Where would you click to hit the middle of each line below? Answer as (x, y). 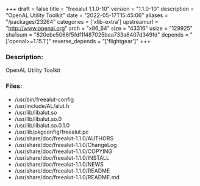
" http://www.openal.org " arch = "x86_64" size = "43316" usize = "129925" (99, 28)
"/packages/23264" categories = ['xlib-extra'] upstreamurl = (82, 22)
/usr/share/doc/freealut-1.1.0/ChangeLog (66, 145)
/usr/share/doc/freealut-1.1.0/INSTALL (62, 157)
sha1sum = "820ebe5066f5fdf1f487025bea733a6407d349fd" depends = (97, 35)
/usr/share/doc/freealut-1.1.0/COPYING (63, 151)
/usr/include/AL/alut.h (42, 106)
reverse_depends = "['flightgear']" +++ (102, 41)
